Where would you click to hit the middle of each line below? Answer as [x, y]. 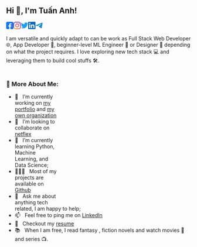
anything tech [31, 203]
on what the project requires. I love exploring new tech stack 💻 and [88, 52]
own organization [35, 115]
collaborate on [32, 128]
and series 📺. [31, 239]
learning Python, [34, 146]
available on [29, 184]
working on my [33, 103]
